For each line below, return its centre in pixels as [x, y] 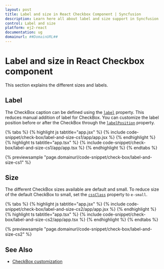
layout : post [18, 10]
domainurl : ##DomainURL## [31, 37]
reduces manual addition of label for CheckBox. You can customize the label [82, 117]
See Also [19, 250]
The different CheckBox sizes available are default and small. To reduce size [82, 189]
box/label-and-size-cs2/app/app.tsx [42, 220]
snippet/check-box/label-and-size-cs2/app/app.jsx [57, 209]
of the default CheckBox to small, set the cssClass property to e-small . [76, 195]
